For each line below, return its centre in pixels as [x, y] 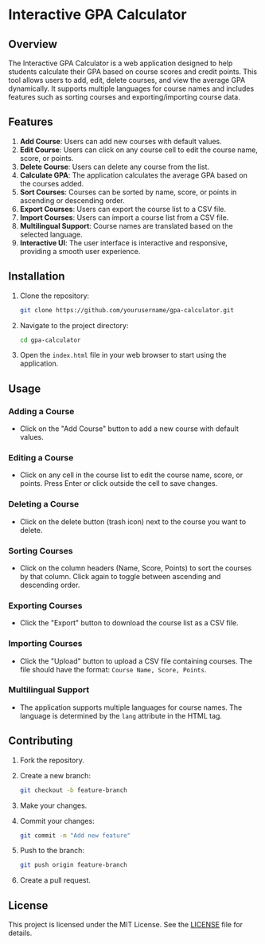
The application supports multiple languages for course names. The [131, 707]
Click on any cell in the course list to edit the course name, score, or [131, 475]
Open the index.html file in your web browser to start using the [123, 355]
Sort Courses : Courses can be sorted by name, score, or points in [128, 192]
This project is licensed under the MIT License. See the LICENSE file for [126, 925]
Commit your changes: [57, 821]
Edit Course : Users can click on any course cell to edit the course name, [139, 150]
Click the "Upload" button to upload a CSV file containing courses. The [136, 661]
